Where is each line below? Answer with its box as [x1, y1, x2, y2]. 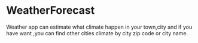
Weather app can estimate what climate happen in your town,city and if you [6, 23, 193, 30]
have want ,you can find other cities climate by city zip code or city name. [6, 29, 188, 36]
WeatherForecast [6, 4, 95, 17]
